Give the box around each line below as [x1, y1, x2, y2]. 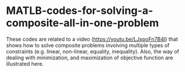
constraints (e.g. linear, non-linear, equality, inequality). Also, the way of [6, 48, 180, 55]
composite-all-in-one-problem [6, 16, 159, 30]
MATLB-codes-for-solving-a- [6, 4, 153, 17]
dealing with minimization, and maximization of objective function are [6, 54, 173, 61]
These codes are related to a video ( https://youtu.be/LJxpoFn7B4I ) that [6, 35, 179, 42]
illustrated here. [6, 60, 44, 67]
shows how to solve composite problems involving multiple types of [6, 42, 170, 49]
